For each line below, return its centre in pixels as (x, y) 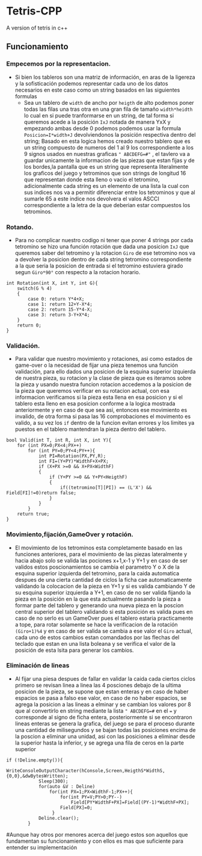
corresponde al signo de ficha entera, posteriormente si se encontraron (103, 717)
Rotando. (20, 227)
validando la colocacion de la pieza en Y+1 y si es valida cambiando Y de (105, 586)
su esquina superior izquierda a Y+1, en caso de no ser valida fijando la (103, 592)
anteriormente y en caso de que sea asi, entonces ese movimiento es (101, 410)
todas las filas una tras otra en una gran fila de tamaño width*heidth (108, 109)
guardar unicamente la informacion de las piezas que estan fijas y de (109, 160)
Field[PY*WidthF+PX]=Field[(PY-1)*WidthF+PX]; (130, 802)
